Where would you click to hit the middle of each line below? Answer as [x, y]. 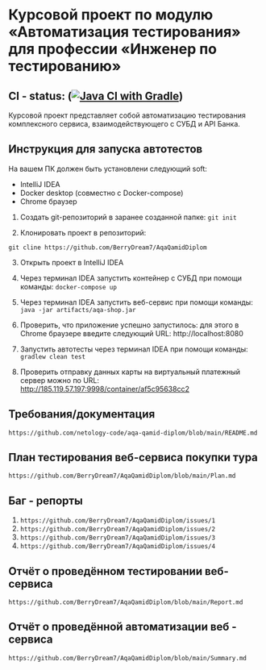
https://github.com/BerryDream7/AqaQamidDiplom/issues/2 [118, 530]
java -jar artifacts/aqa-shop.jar [78, 310]
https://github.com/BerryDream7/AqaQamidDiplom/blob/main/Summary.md [128, 658]
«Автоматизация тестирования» [125, 32]
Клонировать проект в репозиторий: [83, 232]
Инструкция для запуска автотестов [106, 150]
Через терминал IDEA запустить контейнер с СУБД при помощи [131, 278]
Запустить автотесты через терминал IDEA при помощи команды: [134, 349]
